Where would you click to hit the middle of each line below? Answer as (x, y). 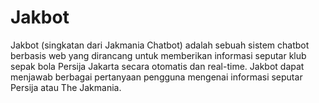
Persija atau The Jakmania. (66, 87)
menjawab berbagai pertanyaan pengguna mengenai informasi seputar (156, 77)
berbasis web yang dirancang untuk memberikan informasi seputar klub (158, 55)
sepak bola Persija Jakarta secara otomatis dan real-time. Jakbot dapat (157, 66)
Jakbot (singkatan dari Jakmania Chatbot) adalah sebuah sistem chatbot (160, 45)
